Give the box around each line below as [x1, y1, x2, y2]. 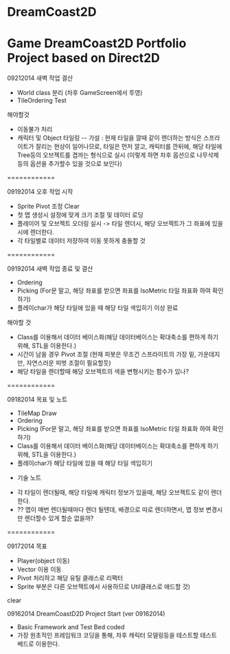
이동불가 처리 [16, 125, 53, 134]
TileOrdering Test [16, 96, 67, 105]
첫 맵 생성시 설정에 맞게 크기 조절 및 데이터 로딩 [16, 211, 143, 219]
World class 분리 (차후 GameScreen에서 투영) [16, 89, 143, 97]
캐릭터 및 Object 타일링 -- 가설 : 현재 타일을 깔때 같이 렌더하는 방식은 [16, 134, 203, 142]
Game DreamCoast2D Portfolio [7, 36, 187, 52]
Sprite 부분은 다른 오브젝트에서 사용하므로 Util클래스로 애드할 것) [16, 582, 191, 591]
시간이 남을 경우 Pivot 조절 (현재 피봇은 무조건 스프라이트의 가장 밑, [16, 350, 197, 359]
